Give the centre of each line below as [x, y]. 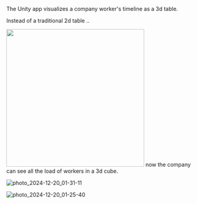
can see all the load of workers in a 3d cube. [62, 171]
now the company [168, 165]
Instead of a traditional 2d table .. [48, 20]
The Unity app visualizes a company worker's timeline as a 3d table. [92, 9]
